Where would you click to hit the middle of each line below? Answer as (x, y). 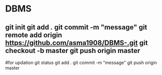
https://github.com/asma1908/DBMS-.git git (76, 43)
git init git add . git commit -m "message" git (76, 27)
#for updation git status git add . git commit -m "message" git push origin (81, 62)
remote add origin (34, 35)
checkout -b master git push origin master (73, 50)
